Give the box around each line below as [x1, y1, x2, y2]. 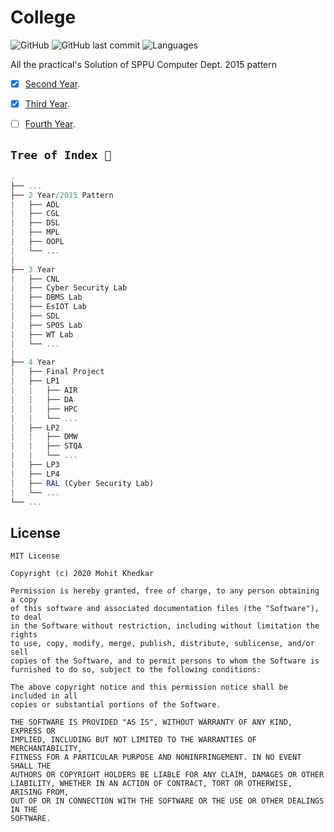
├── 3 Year [10, 264, 56, 275]
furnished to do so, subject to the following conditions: [10, 665, 262, 675]
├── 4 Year [10, 357, 56, 368]
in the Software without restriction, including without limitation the [10, 621, 320, 631]
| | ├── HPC [10, 404, 78, 414]
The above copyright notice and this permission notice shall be [10, 682, 288, 693]
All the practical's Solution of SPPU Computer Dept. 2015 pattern [10, 58, 278, 70]
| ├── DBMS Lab [10, 292, 83, 303]
